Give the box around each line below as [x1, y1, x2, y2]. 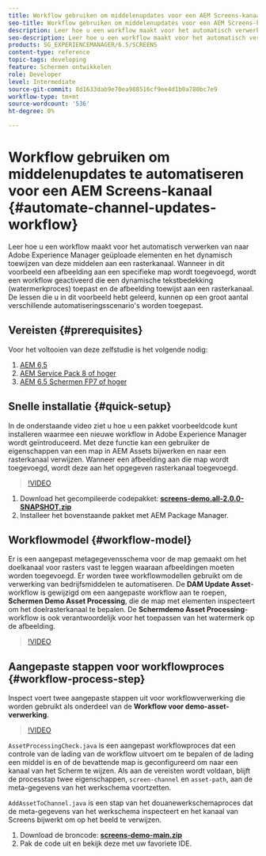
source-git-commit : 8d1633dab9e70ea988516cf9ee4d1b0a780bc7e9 [8, 85, 218, 93]
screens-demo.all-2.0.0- [160, 493, 245, 503]
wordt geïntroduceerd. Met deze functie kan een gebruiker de [8, 437, 210, 447]
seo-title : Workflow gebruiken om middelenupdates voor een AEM [8, 19, 225, 27]
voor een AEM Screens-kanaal [8, 182, 212, 200]
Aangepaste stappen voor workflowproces [8, 660, 225, 673]
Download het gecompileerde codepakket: [19, 493, 159, 503]
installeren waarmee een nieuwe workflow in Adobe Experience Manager [8, 429, 247, 439]
